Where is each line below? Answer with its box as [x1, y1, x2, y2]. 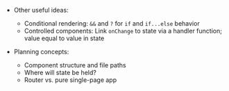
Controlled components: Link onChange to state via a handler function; [24, 27, 222, 35]
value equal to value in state [24, 34, 105, 42]
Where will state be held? [24, 69, 97, 76]
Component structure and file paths [24, 61, 126, 69]
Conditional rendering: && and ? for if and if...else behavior [24, 19, 200, 27]
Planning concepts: [13, 48, 69, 56]
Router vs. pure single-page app [24, 76, 117, 84]
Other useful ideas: [13, 6, 69, 14]
